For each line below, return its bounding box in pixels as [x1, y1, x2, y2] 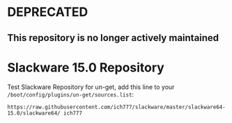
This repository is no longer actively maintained [7, 32, 219, 44]
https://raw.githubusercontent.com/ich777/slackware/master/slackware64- [7, 104, 226, 110]
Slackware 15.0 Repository [7, 60, 165, 75]
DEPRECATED [7, 4, 88, 20]
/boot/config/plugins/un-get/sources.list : [7, 90, 134, 98]
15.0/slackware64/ [7, 109, 61, 117]
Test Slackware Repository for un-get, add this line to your [7, 83, 175, 91]
